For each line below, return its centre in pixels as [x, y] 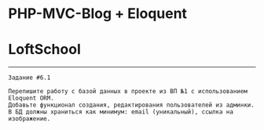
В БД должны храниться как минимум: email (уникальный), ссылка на [121, 112]
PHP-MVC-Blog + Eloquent [97, 14]
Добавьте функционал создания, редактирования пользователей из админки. [132, 105]
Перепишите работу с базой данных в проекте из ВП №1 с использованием [128, 92]
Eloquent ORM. [31, 99]
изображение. [29, 119]
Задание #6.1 [29, 78]
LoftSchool [44, 50]
